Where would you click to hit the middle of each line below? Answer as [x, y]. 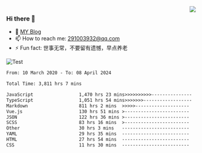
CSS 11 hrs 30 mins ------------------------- [98, 145]
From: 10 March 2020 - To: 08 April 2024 [59, 73]
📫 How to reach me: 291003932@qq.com [67, 39]
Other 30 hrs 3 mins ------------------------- [98, 128]
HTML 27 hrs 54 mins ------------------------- [98, 140]
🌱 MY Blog [28, 32]
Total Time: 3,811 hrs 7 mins [44, 84]
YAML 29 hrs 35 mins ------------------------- [98, 134]
